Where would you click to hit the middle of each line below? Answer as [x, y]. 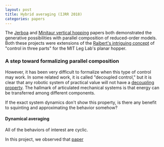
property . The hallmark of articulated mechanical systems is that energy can [82, 88]
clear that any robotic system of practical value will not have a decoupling [80, 82]
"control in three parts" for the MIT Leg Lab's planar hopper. [66, 48]
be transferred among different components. [50, 93]
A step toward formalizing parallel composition [62, 61]
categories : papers [25, 19]
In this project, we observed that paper [44, 139]
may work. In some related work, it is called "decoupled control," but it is [78, 77]
